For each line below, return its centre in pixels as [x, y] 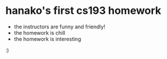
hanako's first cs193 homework [83, 11]
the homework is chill [39, 32]
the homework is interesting [47, 39]
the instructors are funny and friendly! [60, 27]
